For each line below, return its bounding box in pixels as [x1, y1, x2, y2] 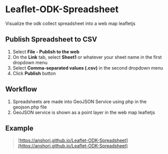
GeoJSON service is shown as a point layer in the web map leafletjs [12, 109, 155, 115]
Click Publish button [12, 70, 56, 76]
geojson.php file [12, 104, 47, 110]
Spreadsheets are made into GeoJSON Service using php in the [12, 98, 147, 105]
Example [5, 124, 34, 133]
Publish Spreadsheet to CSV [5, 35, 98, 44]
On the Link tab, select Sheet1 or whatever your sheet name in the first [12, 54, 162, 60]
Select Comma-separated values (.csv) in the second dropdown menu [12, 65, 163, 71]
